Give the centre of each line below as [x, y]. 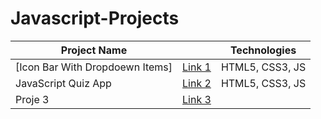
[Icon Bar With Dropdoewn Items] [94, 67]
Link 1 [197, 67]
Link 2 [197, 83]
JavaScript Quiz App [63, 83]
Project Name [94, 50]
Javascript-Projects [95, 18]
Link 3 [197, 99]
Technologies [263, 50]
